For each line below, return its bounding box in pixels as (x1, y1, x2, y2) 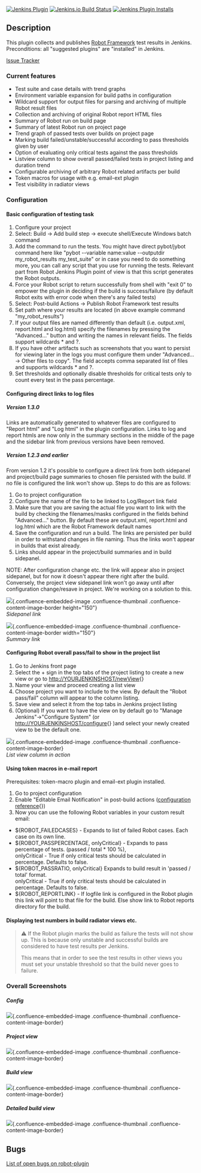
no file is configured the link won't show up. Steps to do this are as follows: (6, 479, 191, 487)
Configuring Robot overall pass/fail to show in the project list (6, 649, 160, 657)
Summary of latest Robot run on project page (14, 123, 127, 131)
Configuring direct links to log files (6, 390, 95, 397)
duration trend (14, 162, 50, 169)
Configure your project (14, 224, 71, 231)
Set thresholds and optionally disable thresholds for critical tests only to (14, 370, 192, 377)
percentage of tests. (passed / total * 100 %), (14, 846, 127, 853)
